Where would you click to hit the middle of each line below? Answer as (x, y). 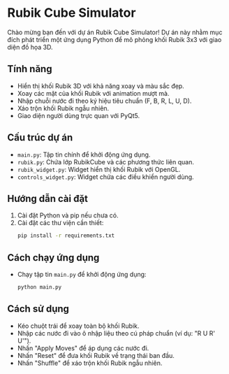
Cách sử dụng (38, 309)
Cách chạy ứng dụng (53, 258)
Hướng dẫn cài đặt (48, 198)
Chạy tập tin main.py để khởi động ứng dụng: (82, 275)
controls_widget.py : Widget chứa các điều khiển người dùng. (105, 177)
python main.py (39, 287)
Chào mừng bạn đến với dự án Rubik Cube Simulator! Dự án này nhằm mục (115, 32)
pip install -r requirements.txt (66, 236)
